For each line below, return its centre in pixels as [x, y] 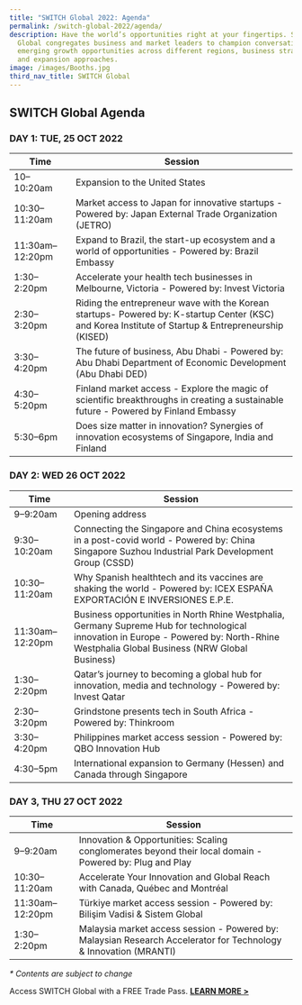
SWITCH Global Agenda [77, 113]
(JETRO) [93, 225]
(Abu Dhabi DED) [111, 374]
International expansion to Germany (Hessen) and [179, 763]
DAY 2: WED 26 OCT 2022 [67, 476]
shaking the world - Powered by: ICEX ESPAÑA [173, 589]
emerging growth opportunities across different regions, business [147, 51]
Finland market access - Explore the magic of [172, 388]
